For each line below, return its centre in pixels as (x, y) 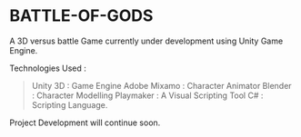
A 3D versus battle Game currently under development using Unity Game (146, 41)
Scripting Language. (70, 104)
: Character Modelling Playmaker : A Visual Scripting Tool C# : (147, 95)
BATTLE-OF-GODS (81, 16)
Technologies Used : (48, 68)
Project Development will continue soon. (85, 122)
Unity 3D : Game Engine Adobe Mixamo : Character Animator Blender (162, 85)
